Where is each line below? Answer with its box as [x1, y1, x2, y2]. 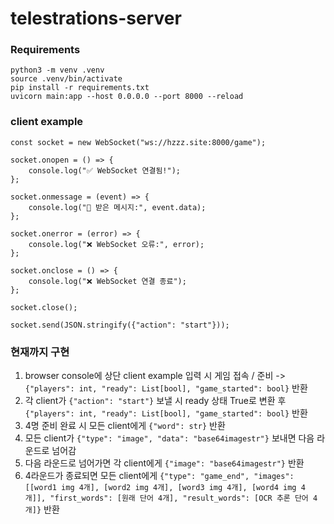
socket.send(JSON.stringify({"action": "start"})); [10, 320, 230, 330]
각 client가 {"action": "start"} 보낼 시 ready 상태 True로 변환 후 [24, 395, 287, 407]
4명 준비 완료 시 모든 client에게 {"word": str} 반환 [24, 420, 226, 432]
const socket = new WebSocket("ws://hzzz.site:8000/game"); [10, 137, 267, 147]
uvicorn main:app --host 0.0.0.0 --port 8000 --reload [10, 92, 244, 102]
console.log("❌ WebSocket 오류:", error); [28, 239, 205, 249]
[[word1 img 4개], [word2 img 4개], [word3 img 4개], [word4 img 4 [24, 483, 306, 493]
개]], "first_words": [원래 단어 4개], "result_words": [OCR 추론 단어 [24, 493, 309, 504]
